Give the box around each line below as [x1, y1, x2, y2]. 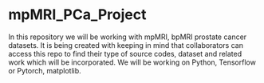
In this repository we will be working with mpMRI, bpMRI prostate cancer [8, 32, 247, 41]
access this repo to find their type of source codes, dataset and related [8, 49, 242, 58]
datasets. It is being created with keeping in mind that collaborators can [8, 40, 243, 49]
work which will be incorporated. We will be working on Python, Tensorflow [8, 57, 257, 67]
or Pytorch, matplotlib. [8, 65, 81, 75]
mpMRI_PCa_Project [8, 6, 147, 24]
